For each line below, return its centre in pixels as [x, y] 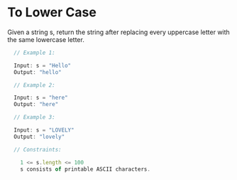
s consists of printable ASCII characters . [86, 169]
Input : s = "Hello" [43, 65]
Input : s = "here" [41, 98]
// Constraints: [38, 149]
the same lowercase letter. [46, 39]
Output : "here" [36, 105]
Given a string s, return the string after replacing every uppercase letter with [119, 32]
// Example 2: [34, 85]
